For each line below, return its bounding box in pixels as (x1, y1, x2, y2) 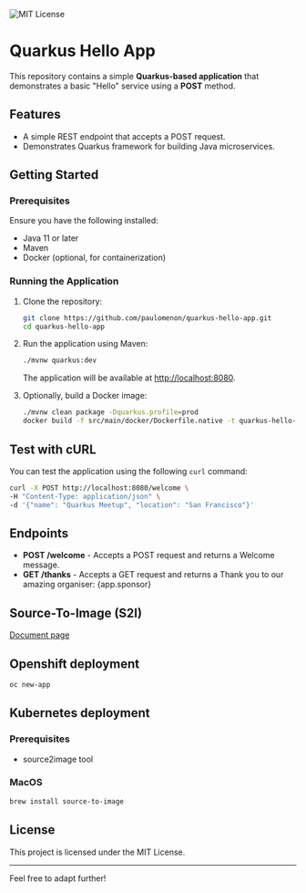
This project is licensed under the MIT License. (9, 846, 186, 857)
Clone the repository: (22, 296, 103, 306)
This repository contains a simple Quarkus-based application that (9, 70, 260, 81)
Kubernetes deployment (9, 705, 150, 721)
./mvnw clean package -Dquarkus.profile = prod (22, 408, 199, 417)
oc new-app (9, 680, 51, 689)
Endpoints (9, 525, 69, 541)
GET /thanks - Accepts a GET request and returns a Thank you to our (22, 569, 284, 580)
